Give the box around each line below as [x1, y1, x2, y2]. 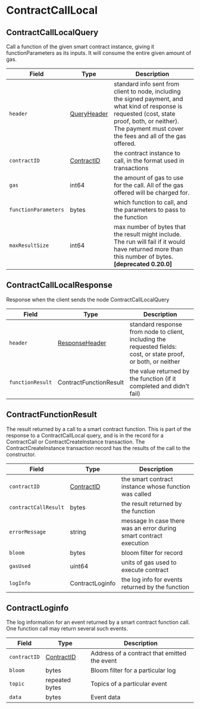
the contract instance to [114, 149, 180, 157]
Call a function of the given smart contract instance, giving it [6, 43, 155, 50]
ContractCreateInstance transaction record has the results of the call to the [6, 444, 190, 451]
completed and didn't [129, 382, 189, 390]
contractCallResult [9, 504, 64, 511]
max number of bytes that [114, 223, 186, 231]
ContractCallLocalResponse [6, 280, 113, 291]
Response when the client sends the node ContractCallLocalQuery [6, 296, 170, 303]
